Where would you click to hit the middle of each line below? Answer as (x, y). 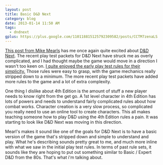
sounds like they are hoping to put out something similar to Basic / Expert (78, 152)
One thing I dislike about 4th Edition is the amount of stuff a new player (76, 91)
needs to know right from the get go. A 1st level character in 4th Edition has (81, 96)
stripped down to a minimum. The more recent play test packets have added (81, 76)
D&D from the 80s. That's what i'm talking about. (54, 157)
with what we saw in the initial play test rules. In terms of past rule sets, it (78, 147)
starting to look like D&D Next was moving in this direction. (64, 122)
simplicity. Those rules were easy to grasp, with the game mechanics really (80, 71)
